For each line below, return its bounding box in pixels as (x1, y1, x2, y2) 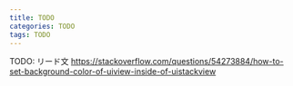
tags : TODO (9, 30, 51, 39)
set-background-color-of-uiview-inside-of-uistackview (9, 66, 217, 77)
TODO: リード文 (9, 56, 70, 67)
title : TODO (9, 13, 55, 23)
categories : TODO (9, 22, 76, 31)
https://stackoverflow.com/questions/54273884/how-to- (71, 56, 284, 67)
